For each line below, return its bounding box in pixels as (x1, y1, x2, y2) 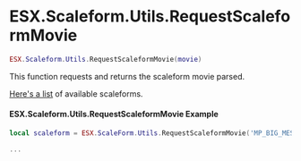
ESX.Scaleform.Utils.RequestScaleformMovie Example (9, 109, 219, 120)
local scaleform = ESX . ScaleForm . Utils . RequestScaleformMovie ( (9, 129, 251, 138)
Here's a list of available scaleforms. (9, 88, 143, 99)
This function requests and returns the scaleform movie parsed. (9, 71, 245, 81)
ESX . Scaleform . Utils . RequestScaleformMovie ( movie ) (9, 55, 202, 64)
